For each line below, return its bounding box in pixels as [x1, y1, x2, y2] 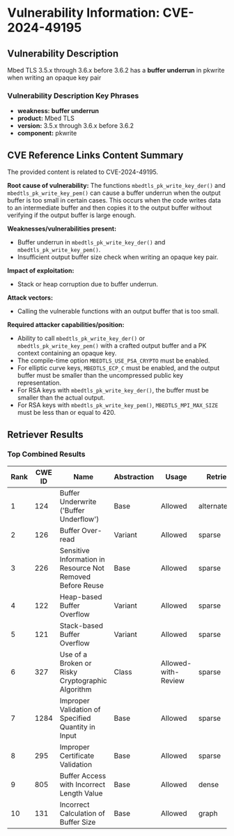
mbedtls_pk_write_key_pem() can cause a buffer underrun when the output [7, 189, 221, 197]
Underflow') [59, 514, 100, 524]
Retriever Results [7, 428, 84, 441]
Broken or [59, 658, 92, 668]
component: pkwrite [17, 129, 77, 138]
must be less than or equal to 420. [17, 409, 116, 417]
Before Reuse [59, 580, 104, 590]
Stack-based [59, 620, 103, 630]
